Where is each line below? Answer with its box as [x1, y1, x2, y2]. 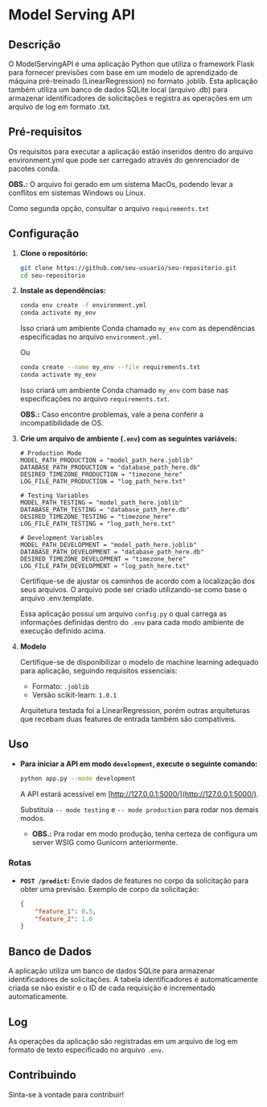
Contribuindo [8, 1068, 76, 1082]
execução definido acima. [19, 626, 106, 636]
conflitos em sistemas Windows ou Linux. [8, 188, 146, 197]
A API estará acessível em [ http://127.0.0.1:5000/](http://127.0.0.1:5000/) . [19, 789, 259, 798]
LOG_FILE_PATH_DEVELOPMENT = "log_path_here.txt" [19, 562, 191, 570]
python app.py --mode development [19, 774, 136, 782]
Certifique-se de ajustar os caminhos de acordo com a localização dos [19, 576, 256, 586]
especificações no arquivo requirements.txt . [19, 393, 170, 404]
